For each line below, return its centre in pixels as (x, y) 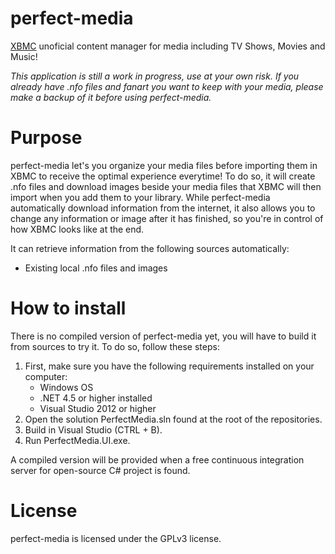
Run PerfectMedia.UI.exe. (77, 440)
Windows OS (66, 387)
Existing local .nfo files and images (96, 268)
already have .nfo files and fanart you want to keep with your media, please (167, 86)
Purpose (46, 138)
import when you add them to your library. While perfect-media (140, 197)
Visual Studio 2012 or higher (98, 408)
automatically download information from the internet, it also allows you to (163, 208)
